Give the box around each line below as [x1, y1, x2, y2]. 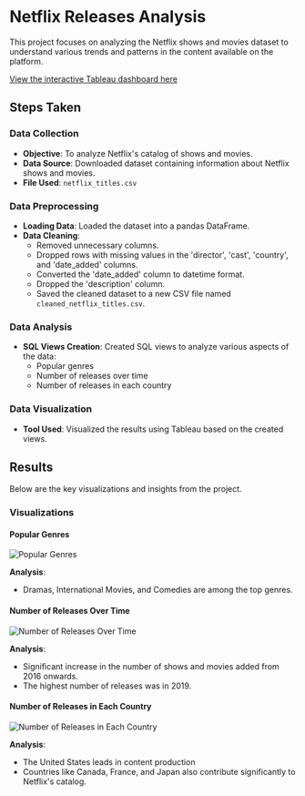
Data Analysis [9, 321, 73, 333]
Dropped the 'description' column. [36, 278, 166, 289]
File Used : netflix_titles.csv [22, 177, 137, 188]
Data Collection [9, 128, 79, 140]
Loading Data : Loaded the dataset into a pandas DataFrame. [22, 220, 250, 231]
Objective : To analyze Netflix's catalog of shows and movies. [22, 148, 253, 158]
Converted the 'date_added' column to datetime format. [36, 269, 245, 280]
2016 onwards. [22, 670, 79, 681]
